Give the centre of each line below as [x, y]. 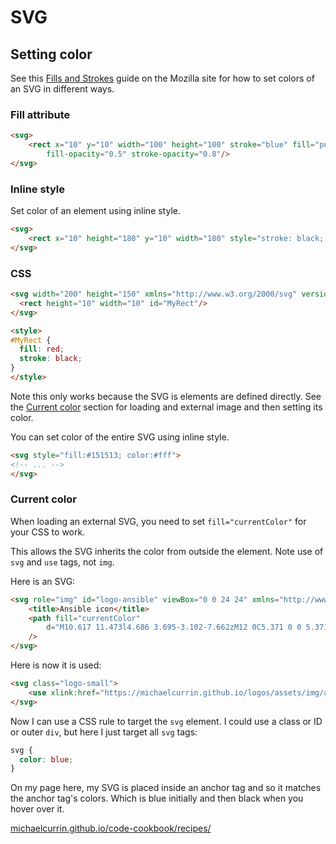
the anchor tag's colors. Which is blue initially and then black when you [157, 798]
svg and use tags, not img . [62, 562]
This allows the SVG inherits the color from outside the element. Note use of [167, 551]
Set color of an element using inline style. [95, 211]
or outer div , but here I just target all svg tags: [104, 732]
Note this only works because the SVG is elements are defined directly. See [166, 396]
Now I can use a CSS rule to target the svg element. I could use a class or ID [166, 721]
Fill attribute [40, 114]
